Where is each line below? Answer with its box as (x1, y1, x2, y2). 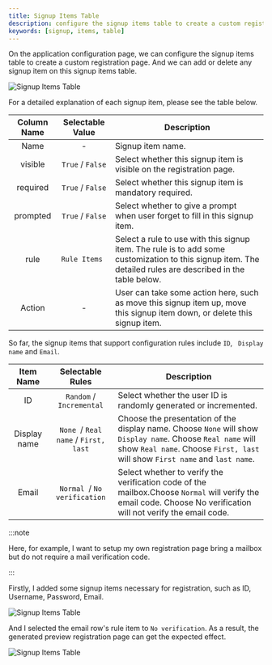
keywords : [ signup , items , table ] (8, 27, 125, 35)
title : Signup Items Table (8, 11, 100, 20)
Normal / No (59, 483, 103, 494)
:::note (8, 527, 30, 538)
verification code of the (117, 477, 206, 488)
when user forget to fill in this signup (114, 210, 253, 222)
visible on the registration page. (114, 163, 236, 175)
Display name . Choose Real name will (117, 434, 257, 445)
